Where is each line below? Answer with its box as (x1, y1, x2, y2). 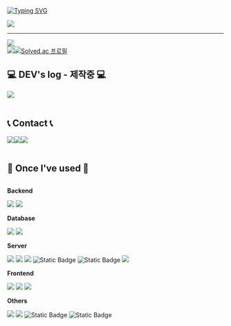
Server (7, 241, 27, 250)
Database (7, 214, 36, 223)
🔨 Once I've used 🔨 (7, 162, 89, 175)
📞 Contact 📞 (7, 118, 54, 129)
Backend (7, 186, 33, 195)
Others (7, 296, 27, 305)
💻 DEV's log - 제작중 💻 (7, 69, 107, 80)
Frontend (7, 269, 34, 278)
